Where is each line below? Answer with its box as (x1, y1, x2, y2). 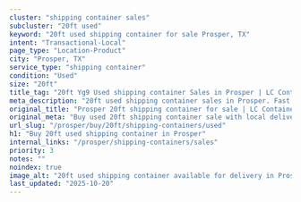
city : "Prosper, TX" (9, 55, 87, 63)
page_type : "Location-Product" (9, 46, 126, 55)
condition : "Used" (9, 72, 78, 80)
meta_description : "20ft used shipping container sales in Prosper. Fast (9, 96, 291, 105)
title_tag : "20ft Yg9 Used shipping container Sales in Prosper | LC (9, 88, 275, 97)
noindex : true (9, 163, 63, 172)
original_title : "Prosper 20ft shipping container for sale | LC (9, 105, 258, 114)
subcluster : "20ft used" (9, 21, 102, 30)
